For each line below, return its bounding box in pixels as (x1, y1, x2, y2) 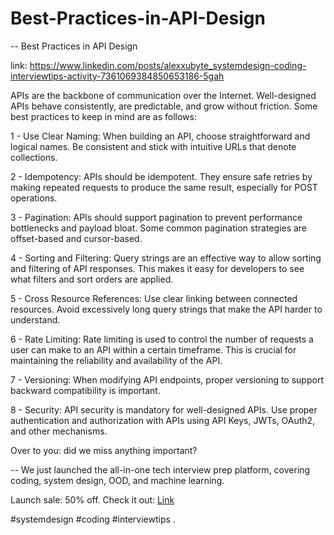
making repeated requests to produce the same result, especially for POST (10, 181, 318, 193)
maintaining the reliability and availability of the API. (10, 354, 223, 366)
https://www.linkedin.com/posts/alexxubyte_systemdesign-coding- (29, 59, 307, 71)
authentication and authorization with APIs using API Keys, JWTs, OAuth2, (10, 414, 316, 426)
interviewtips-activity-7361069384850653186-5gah (10, 70, 225, 82)
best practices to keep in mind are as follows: (10, 110, 197, 122)
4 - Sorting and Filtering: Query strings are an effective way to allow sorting (10, 252, 322, 264)
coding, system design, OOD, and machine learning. (10, 474, 225, 486)
